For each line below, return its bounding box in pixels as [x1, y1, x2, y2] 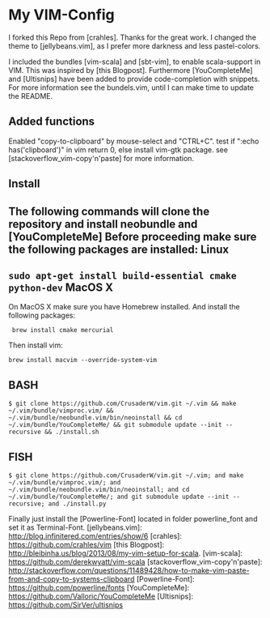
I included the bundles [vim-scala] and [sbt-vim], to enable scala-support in [8, 57, 261, 66]
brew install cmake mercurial [11, 326, 114, 335]
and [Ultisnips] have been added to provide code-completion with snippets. [8, 74, 260, 83]
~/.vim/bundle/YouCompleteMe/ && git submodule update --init [8, 421, 222, 429]
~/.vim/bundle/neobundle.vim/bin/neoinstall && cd [8, 414, 183, 422]
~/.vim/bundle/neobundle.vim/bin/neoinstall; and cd [8, 485, 190, 493]
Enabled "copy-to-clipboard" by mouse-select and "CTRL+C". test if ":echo [8, 136, 259, 146]
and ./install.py [48, 500, 107, 508]
